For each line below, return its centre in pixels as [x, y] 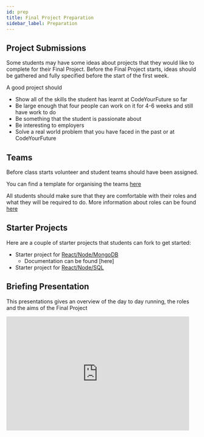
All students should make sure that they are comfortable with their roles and [101, 196]
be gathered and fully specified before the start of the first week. [88, 76]
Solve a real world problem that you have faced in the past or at [95, 132]
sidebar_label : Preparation [42, 23]
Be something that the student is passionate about [78, 119]
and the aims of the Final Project [47, 308]
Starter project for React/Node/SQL [59, 267]
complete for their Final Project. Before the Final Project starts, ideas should [101, 69]
